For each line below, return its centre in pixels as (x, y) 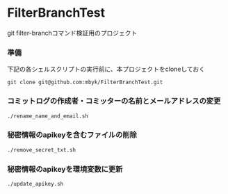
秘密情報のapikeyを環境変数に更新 (65, 169)
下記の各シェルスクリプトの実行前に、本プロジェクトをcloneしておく (106, 69)
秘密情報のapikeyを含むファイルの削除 (72, 135)
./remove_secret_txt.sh (42, 150)
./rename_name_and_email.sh (48, 116)
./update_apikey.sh (35, 184)
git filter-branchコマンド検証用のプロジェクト (72, 33)
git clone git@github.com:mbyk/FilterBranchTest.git (85, 82)
